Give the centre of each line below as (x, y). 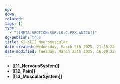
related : (14, 19)
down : (11, 14)
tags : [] (14, 24)
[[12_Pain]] (24, 71)
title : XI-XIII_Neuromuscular (37, 42)
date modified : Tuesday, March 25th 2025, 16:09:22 (60, 51)
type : (11, 28)
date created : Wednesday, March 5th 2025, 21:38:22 (60, 47)
